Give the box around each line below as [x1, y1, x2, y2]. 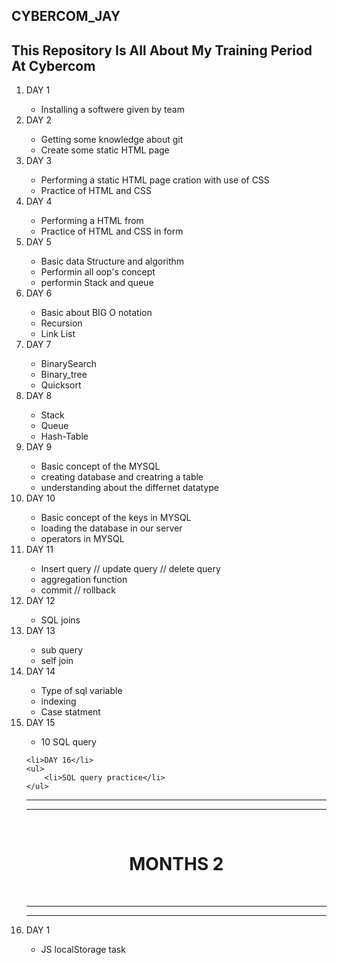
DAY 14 [25, 665, 56, 678]
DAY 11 [25, 544, 54, 556]
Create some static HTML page [40, 144, 170, 156]
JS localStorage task [40, 944, 126, 956]
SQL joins [40, 614, 81, 626]
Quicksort [40, 379, 82, 391]
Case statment [40, 706, 101, 718]
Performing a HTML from [40, 215, 144, 227]
